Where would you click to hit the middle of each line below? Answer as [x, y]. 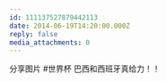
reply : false [34, 34]
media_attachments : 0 [50, 42]
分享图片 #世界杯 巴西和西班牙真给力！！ [85, 69]
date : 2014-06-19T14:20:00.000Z [70, 26]
